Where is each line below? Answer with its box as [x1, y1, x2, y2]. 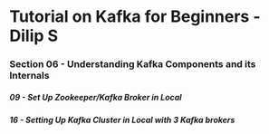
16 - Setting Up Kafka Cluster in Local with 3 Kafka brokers [9, 115, 235, 126]
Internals [9, 70, 50, 82]
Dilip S [9, 25, 59, 46]
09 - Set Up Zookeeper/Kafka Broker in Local [9, 91, 183, 102]
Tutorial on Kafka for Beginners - [9, 6, 261, 27]
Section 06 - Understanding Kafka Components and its [9, 58, 256, 71]
